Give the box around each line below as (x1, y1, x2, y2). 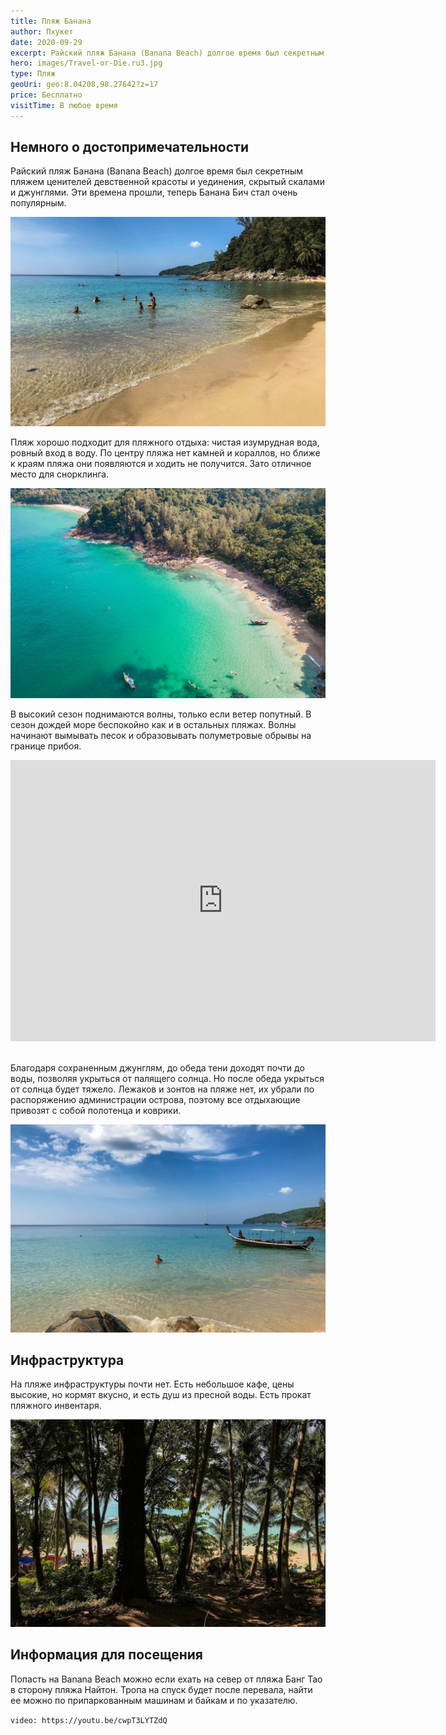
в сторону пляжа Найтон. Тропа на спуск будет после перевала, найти (10, 1683, 313, 1695)
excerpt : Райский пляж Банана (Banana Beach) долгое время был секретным (10, 48, 325, 58)
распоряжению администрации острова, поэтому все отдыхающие (10, 1093, 301, 1105)
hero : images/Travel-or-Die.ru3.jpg (10, 58, 163, 69)
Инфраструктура (10, 1351, 125, 1369)
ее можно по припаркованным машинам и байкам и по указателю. (10, 1694, 298, 1706)
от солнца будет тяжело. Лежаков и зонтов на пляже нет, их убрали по (10, 1083, 315, 1095)
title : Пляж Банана (10, 16, 92, 26)
